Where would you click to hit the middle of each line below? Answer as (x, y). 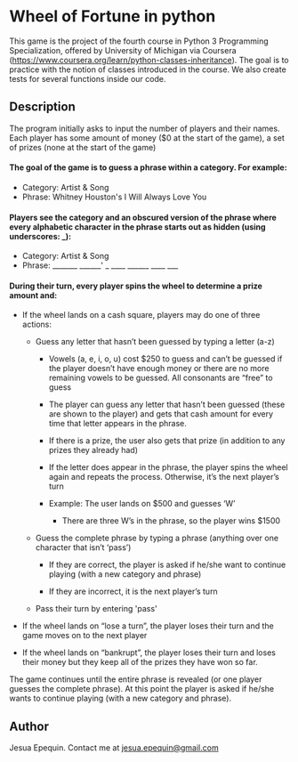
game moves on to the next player (85, 636)
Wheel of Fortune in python (113, 16)
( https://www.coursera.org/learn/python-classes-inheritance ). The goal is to (149, 60)
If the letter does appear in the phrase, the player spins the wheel (168, 467)
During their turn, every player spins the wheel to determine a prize (136, 286)
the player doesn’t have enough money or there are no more (159, 369)
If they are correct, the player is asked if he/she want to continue (167, 565)
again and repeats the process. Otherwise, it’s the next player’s (164, 477)
